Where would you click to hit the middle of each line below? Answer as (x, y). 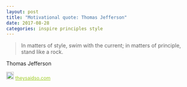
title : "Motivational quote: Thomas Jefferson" (67, 17)
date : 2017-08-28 (28, 23)
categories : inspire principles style (55, 28)
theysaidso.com (33, 78)
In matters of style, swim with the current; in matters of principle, (101, 46)
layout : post (22, 12)
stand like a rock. (42, 52)
